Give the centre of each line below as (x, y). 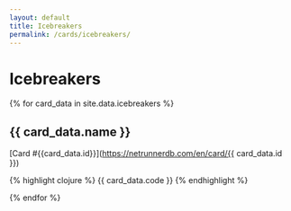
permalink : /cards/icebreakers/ (70, 34)
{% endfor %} (35, 198)
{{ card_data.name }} (70, 132)
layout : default (40, 18)
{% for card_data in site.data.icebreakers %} (92, 103)
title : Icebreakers (46, 26)
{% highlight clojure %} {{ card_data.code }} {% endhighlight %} (129, 180)
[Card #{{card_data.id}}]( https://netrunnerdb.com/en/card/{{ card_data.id (146, 154)
